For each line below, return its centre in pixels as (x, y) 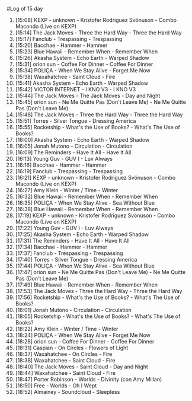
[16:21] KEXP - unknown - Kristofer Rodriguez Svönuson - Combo (95, 178)
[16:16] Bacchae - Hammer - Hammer (61, 165)
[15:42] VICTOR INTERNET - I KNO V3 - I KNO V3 (76, 89)
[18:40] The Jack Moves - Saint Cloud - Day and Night (82, 367)
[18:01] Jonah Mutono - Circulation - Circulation (73, 310)
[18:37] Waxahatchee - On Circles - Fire (64, 354)
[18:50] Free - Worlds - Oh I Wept (56, 386)
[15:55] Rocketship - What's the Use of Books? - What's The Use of (97, 127)
